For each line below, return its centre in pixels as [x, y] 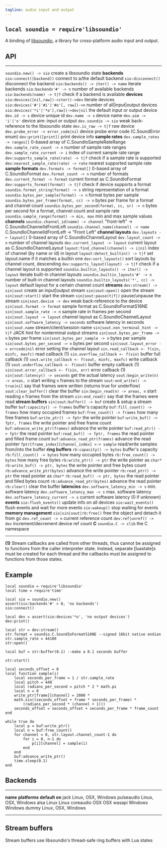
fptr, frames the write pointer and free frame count [58, 423]
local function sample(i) [32, 674]
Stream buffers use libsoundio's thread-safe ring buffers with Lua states [79, 840]
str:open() [16, 643]
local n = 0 [26, 691]
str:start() [17, 661]
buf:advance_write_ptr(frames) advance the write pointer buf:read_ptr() [81, 428]
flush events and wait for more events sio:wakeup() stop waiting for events [82, 508]
